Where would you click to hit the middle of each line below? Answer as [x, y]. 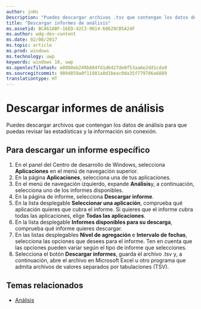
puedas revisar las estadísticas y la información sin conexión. [82, 131]
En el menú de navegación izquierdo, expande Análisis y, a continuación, [104, 184]
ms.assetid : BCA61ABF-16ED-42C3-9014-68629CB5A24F [71, 28]
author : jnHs [22, 12]
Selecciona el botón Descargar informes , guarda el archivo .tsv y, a [98, 254]
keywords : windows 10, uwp [40, 62]
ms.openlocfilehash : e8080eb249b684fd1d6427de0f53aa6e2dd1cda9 [87, 67]
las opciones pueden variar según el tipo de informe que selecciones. [101, 247]
